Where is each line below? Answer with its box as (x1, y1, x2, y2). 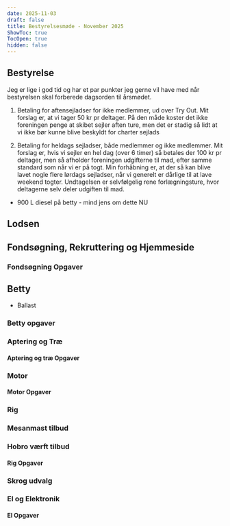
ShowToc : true (7, 29, 48, 36)
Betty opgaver (7, 318, 56, 328)
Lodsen (7, 218, 40, 230)
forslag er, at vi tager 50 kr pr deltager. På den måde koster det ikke (16, 113, 208, 121)
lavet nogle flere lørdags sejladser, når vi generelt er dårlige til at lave (16, 170, 212, 178)
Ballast (16, 301, 36, 309)
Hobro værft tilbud (7, 442, 70, 451)
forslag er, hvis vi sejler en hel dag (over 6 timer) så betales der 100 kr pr (16, 148, 222, 156)
